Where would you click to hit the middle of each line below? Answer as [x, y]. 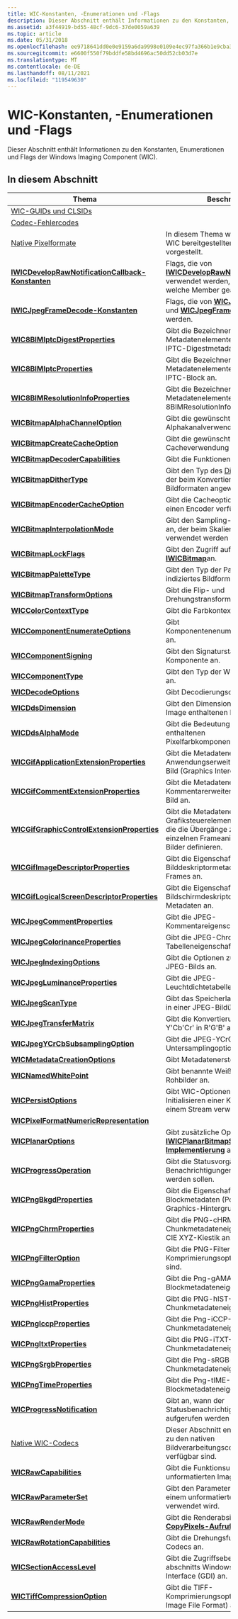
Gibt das [180, 998]
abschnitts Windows [199, 1567]
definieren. [205, 847]
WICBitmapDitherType [50, 480]
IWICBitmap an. [191, 558]
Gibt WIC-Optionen [198, 1092]
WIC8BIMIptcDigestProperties [63, 339]
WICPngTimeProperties [52, 1384]
